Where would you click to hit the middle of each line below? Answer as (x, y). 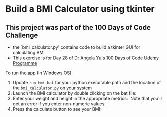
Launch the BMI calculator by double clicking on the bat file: (74, 93)
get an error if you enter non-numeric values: (59, 104)
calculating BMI (29, 53)
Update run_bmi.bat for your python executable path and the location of (87, 83)
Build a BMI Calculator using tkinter (80, 9)
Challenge (22, 35)
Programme (25, 63)
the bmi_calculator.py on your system (52, 88)
